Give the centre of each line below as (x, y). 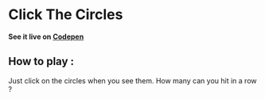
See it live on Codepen (46, 37)
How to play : (41, 62)
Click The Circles (66, 15)
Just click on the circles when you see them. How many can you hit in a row (132, 80)
